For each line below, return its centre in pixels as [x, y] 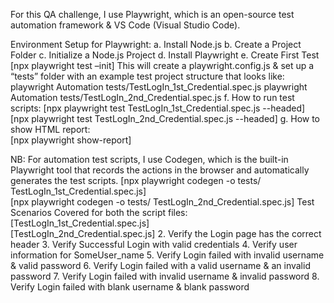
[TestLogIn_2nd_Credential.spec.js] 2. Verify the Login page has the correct [166, 233]
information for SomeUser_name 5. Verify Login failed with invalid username [167, 255]
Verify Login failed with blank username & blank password [130, 287]
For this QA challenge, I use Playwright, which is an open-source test [152, 14]
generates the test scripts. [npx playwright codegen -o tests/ [136, 180]
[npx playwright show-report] [71, 140]
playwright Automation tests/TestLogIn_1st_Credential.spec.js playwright [159, 87]
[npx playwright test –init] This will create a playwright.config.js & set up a [162, 65]
